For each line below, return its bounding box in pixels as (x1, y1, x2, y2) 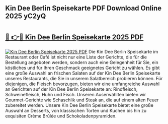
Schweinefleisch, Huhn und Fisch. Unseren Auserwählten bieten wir (5, 92, 146, 97)
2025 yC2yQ (5, 12, 46, 21)
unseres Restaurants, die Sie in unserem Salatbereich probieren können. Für (5, 76, 163, 81)
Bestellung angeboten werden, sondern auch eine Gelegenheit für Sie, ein (5, 59, 158, 65)
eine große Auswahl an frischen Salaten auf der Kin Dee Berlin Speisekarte (5, 70, 160, 76)
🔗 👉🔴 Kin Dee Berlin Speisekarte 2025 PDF (5, 33, 144, 41)
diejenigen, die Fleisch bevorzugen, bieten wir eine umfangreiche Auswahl (5, 81, 160, 87)
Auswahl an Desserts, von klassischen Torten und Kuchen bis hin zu (5, 108, 147, 113)
